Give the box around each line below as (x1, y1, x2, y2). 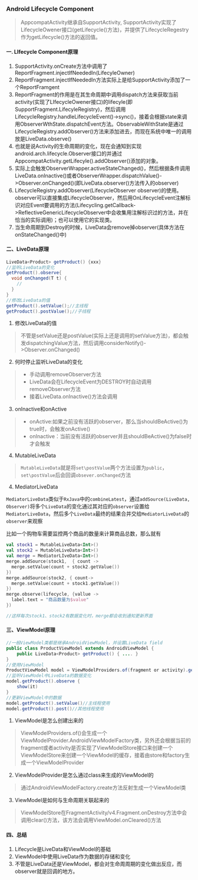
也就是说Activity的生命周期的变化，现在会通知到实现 (14, 142, 142, 149)
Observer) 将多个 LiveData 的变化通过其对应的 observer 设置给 (6, 503, 150, 510)
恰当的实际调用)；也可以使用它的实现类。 (14, 216, 115, 223)
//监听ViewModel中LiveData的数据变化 (6, 673, 92, 679)
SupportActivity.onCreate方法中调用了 (14, 63, 108, 70)
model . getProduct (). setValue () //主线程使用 (6, 700, 110, 706)
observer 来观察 (6, 518, 43, 525)
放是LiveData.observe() (14, 135, 72, 142)
